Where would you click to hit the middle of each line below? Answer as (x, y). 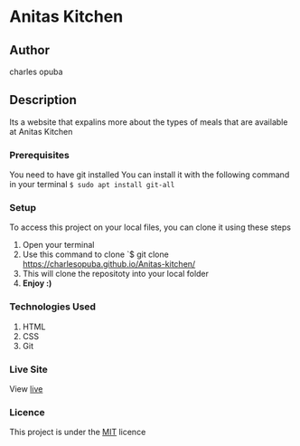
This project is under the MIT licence (78, 432)
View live (26, 389)
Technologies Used (53, 307)
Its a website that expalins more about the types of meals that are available (149, 122)
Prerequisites (39, 155)
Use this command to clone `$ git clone (95, 254)
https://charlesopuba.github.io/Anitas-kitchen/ (109, 264)
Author (29, 50)
